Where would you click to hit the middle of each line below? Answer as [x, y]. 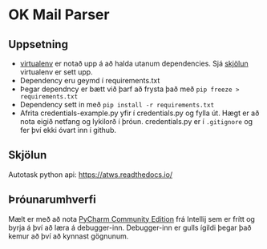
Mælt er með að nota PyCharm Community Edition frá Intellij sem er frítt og [131, 219]
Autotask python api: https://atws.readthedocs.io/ [91, 175]
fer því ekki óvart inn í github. [68, 130]
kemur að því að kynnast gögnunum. [69, 236]
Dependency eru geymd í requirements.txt [90, 80]
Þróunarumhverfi [52, 200]
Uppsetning [38, 44]
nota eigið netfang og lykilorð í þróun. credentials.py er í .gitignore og [136, 121]
